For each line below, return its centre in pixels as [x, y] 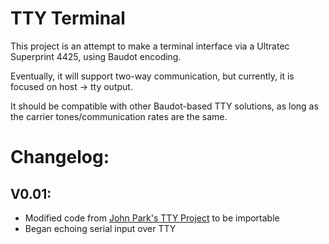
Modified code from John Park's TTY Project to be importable [152, 218]
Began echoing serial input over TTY [100, 228]
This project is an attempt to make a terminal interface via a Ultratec [150, 46]
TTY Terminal [68, 18]
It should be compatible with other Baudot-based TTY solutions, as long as [164, 106]
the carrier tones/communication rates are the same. [119, 116]
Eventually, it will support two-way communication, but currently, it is [152, 76]
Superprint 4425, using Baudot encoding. [96, 56]
